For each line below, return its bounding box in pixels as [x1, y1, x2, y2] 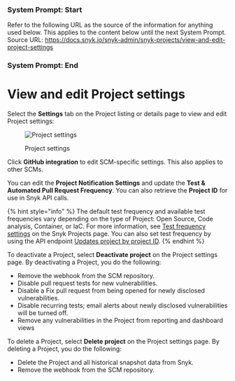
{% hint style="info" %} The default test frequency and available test [7, 207, 206, 216]
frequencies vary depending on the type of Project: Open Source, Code [7, 215, 213, 223]
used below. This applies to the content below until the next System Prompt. [7, 28, 226, 36]
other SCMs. [7, 165, 43, 174]
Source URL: [7, 36, 44, 44]
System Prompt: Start [7, 5, 83, 15]
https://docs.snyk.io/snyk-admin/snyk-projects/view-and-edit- [45, 36, 226, 44]
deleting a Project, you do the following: [7, 345, 122, 353]
